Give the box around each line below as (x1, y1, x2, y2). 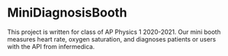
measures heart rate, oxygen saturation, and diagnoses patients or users (7, 35, 216, 43)
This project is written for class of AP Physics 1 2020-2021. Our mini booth (7, 28, 221, 36)
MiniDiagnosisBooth (7, 5, 128, 21)
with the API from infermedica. (7, 42, 96, 50)
